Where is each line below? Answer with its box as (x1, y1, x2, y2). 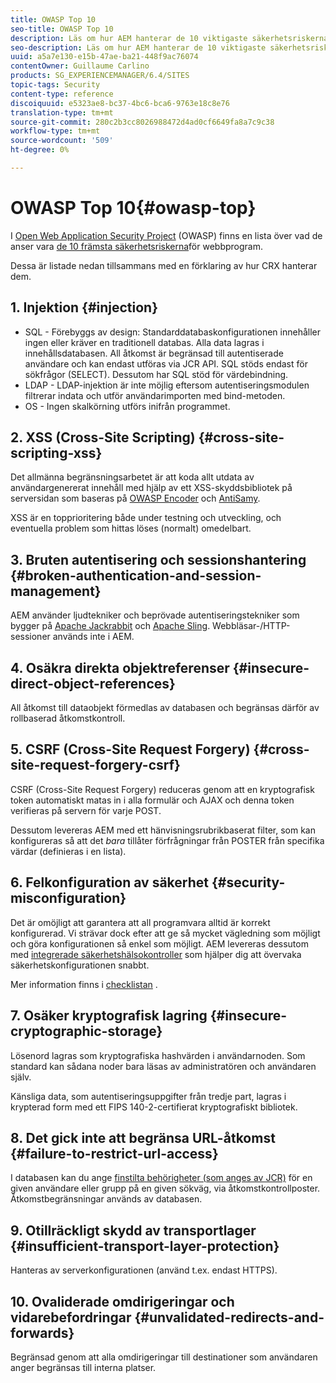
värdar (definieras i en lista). (10, 845, 127, 857)
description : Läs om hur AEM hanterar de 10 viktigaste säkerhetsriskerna (10, 33, 329, 43)
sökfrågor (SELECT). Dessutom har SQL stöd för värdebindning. (24, 368, 289, 380)
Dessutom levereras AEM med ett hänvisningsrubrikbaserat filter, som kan (10, 824, 316, 836)
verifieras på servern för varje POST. (10, 804, 162, 816)
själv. (10, 1071, 32, 1083)
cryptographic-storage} (10, 1023, 163, 1040)
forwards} (10, 1324, 75, 1341)
